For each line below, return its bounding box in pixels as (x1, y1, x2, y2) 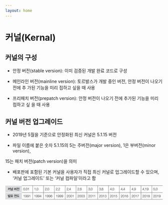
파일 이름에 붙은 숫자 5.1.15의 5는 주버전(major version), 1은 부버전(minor (12, 142, 156, 148)
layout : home (5, 8, 32, 13)
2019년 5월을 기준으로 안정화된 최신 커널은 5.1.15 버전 (12, 132, 117, 138)
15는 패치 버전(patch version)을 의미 (5, 158, 77, 164)
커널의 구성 (5, 53, 37, 62)
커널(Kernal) (5, 32, 56, 43)
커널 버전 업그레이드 (5, 118, 63, 126)
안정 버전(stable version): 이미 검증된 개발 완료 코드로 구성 (12, 68, 127, 74)
